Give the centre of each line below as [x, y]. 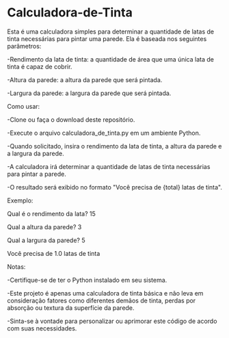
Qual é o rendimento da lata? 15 [51, 213]
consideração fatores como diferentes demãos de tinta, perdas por [102, 300]
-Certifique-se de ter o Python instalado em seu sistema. [87, 280]
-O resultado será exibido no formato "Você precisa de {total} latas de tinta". [115, 187]
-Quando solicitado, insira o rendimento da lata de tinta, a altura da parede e [114, 146]
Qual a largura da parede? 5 [46, 240]
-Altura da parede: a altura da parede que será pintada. [85, 79]
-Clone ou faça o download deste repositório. [71, 119]
